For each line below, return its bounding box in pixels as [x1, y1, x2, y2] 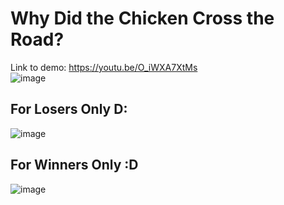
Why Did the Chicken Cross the [10, 7, 275, 30]
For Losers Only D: [10, 101, 128, 118]
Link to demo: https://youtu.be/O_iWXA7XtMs [10, 61, 198, 73]
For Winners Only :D [10, 157, 139, 174]
